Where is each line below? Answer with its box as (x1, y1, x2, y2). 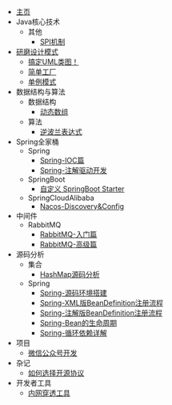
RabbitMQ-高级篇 (39, 239, 98, 249)
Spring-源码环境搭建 (39, 288, 108, 298)
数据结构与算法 (15, 87, 66, 96)
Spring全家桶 (15, 137, 60, 146)
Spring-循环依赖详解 (39, 328, 108, 338)
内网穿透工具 (27, 388, 70, 398)
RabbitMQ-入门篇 (39, 230, 98, 239)
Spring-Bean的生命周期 (39, 319, 118, 327)
